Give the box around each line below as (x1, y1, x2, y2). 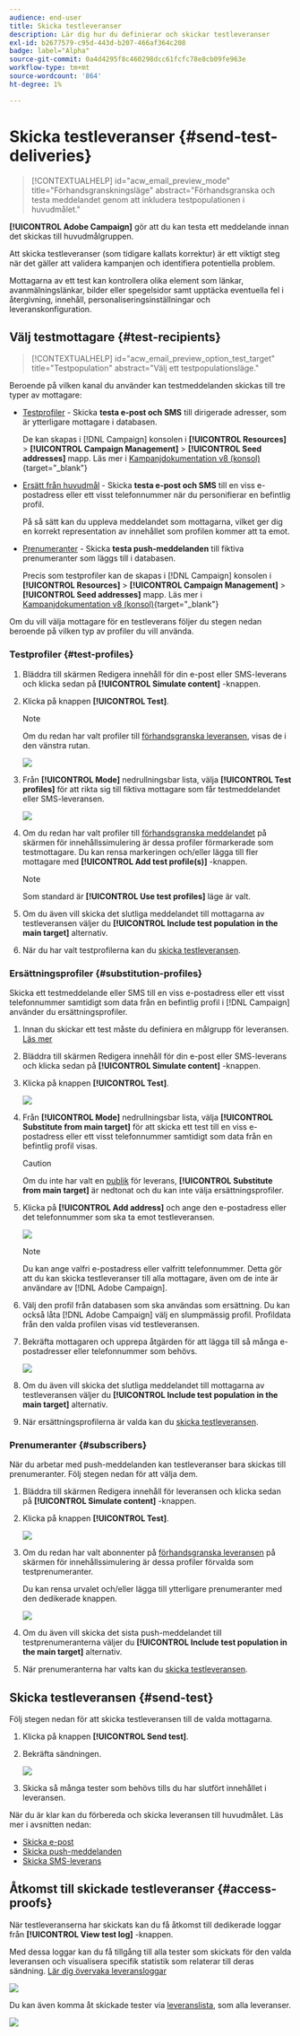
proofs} (9, 1895, 53, 1911)
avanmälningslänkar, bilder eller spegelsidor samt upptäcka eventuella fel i (9, 284, 284, 295)
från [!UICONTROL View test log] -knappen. (9, 1928, 174, 1939)
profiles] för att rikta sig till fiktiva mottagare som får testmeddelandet (21, 783, 280, 794)
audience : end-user (9, 13, 82, 22)
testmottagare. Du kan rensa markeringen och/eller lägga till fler (21, 846, 259, 857)
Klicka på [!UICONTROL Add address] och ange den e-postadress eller (21, 1202, 287, 1212)
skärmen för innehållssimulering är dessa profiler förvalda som (21, 1557, 253, 1568)
